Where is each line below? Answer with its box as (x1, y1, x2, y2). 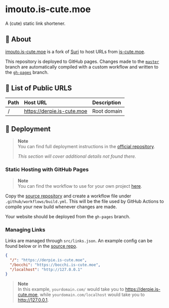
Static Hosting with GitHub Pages (5, 166, 89, 173)
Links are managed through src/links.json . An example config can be (5, 237, 153, 244)
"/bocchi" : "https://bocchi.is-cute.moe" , (10, 262, 101, 267)
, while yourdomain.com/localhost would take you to (37, 292, 145, 298)
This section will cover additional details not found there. (17, 153, 137, 159)
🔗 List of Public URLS (5, 84, 72, 92)
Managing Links (5, 226, 46, 233)
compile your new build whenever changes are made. (5, 203, 117, 210)
